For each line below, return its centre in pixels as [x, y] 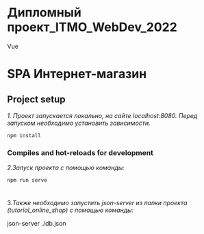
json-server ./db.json [37, 224]
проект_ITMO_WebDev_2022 [92, 27]
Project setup [37, 99]
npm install [24, 135]
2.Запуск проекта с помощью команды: [66, 168]
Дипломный [44, 13]
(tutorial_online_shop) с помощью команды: [71, 210]
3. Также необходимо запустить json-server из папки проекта [97, 203]
